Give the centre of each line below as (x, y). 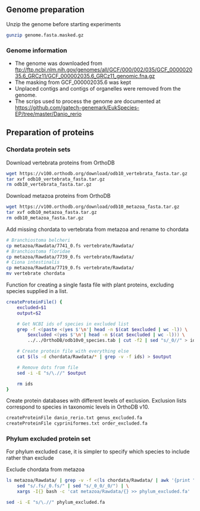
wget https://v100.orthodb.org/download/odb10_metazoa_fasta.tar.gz (93, 207)
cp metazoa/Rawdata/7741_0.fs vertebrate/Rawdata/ (70, 246)
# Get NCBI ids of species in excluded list (73, 324)
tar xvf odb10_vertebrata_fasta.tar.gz (56, 179)
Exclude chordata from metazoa (46, 469)
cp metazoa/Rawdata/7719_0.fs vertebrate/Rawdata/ (70, 268)
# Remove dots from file (48, 367)
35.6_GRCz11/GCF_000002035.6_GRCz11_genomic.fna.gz (85, 76)
